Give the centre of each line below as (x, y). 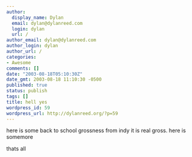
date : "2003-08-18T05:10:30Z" (45, 74)
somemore (20, 137)
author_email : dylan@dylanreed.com (51, 40)
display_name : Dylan (38, 18)
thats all (16, 149)
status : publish (27, 91)
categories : (21, 57)
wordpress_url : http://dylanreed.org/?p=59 (62, 113)
